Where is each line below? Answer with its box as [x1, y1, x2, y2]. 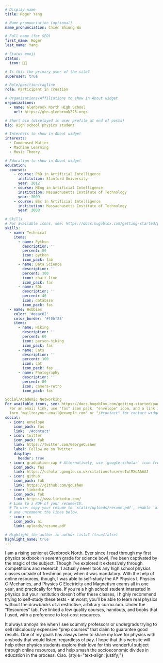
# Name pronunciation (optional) [5, 20, 73, 25]
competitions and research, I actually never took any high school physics [5, 565, 151, 571]
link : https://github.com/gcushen [14, 483, 83, 488]
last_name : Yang [5, 43, 38, 48]
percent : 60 [22, 334, 47, 339]
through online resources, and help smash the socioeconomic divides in [5, 647, 149, 653]
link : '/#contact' [14, 428, 51, 434]
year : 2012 [17, 181, 40, 186]
